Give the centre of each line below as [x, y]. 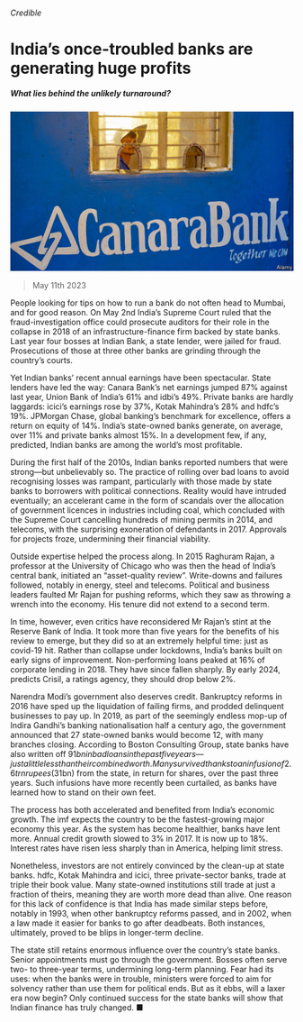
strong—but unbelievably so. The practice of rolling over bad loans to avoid [150, 472]
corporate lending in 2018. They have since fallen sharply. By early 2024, [146, 670]
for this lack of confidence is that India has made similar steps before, [139, 904]
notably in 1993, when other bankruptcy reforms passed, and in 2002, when [151, 914]
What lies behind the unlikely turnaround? [91, 94]
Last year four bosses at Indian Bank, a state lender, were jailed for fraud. [146, 342]
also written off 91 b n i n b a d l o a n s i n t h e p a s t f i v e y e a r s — [107, 754]
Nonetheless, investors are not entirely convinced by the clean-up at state [147, 866]
